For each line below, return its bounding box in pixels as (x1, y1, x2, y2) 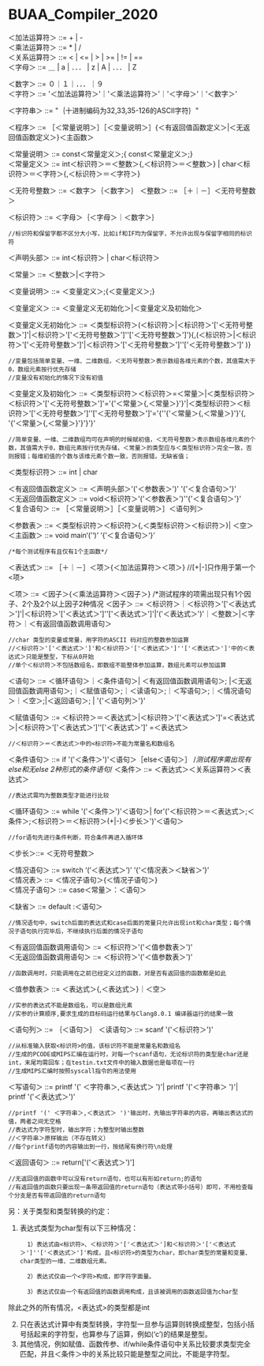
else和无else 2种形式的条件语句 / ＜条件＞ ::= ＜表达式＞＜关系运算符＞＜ (8, 764, 244, 773)
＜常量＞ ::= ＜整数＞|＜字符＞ (8, 269, 106, 279)
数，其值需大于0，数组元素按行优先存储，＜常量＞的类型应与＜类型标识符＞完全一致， (8, 444, 247, 452)
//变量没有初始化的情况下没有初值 (8, 374, 104, 382)
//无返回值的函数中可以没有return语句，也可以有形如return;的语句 (8, 1175, 203, 1183)
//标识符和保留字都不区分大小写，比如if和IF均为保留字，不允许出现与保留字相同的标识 (8, 229, 252, 238)
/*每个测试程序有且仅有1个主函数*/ (8, 548, 109, 555)
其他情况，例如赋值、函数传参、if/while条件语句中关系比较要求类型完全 (19, 1339, 251, 1349)
